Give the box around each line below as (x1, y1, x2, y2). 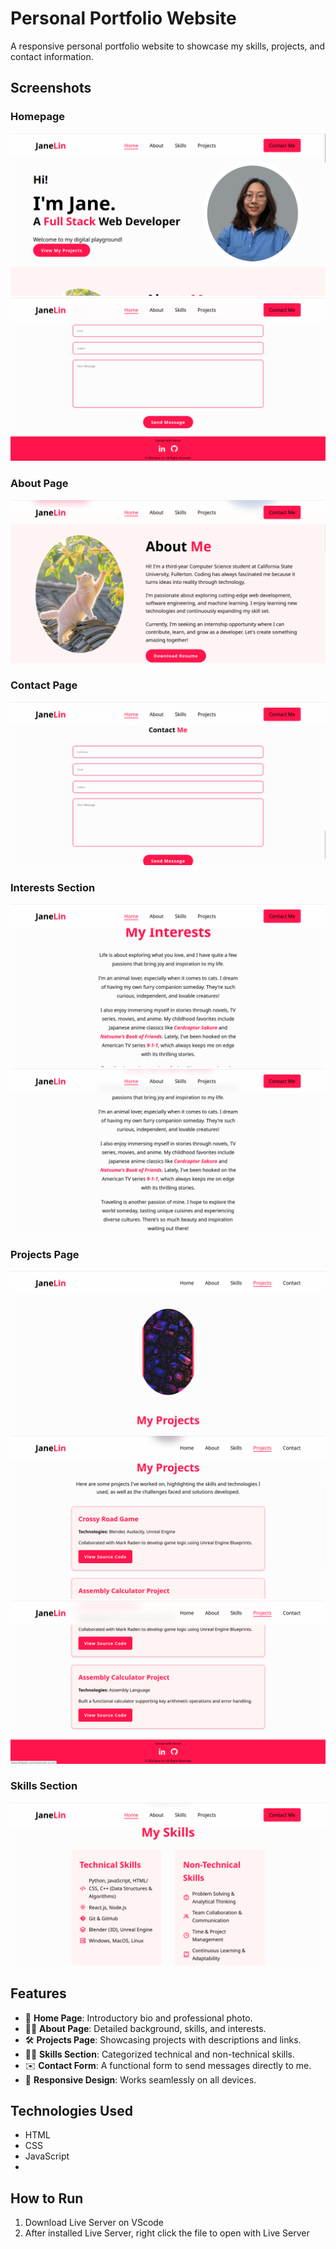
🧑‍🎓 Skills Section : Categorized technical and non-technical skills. (24, 2048, 295, 2060)
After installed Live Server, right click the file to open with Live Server (24, 2227, 310, 2239)
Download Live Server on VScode (24, 2217, 165, 2229)
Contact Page (10, 678, 78, 692)
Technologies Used (10, 2102, 133, 2119)
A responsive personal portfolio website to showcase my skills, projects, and (10, 40, 326, 52)
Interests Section (10, 880, 96, 894)
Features (10, 1985, 67, 2002)
